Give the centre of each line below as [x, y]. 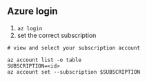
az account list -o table [44, 60]
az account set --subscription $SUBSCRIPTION [73, 72]
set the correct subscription [57, 35]
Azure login [32, 11]
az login [30, 28]
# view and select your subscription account [73, 48]
